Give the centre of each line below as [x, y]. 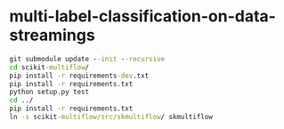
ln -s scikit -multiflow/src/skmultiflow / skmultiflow [111, 117]
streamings [52, 35]
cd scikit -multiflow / [49, 67]
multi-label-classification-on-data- [142, 16]
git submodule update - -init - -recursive [87, 59]
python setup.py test [49, 92]
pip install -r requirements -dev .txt [79, 76]
